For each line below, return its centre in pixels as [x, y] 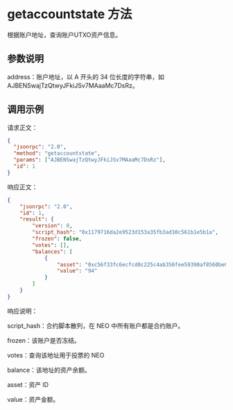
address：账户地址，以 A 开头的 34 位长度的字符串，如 [86, 76]
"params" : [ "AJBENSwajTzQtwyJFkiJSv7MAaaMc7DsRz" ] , [90, 160]
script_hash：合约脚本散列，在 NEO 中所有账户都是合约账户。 [96, 325]
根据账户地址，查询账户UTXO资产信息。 [64, 35]
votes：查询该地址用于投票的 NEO [56, 355]
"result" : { [37, 219]
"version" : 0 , [52, 226]
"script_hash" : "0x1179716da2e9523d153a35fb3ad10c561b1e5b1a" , [125, 232]
